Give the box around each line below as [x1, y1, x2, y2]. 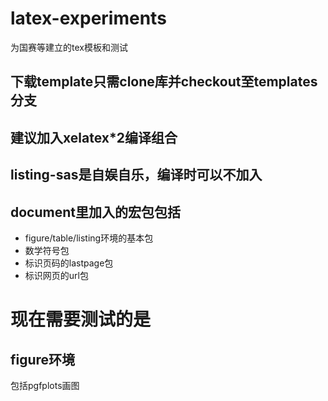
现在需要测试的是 [10, 308, 152, 331]
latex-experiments [10, 7, 167, 30]
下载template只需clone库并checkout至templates [10, 73, 318, 91]
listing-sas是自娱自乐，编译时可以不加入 [10, 167, 263, 184]
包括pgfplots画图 [10, 379, 80, 391]
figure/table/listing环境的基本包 [24, 232, 154, 244]
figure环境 [10, 351, 76, 368]
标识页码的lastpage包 [24, 257, 114, 269]
